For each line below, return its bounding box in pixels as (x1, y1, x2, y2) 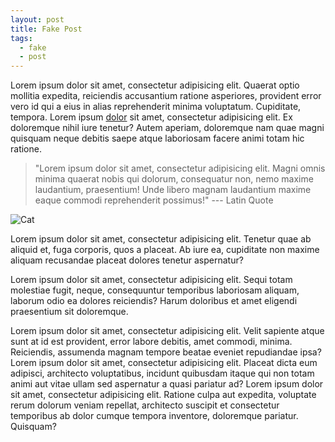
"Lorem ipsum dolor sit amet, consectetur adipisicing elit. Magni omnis (34, 162, 326, 175)
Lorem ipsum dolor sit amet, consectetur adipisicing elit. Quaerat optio (10, 79, 300, 91)
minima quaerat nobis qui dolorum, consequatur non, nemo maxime (34, 173, 314, 185)
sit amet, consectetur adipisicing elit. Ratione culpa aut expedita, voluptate (10, 389, 317, 401)
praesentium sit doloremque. (10, 306, 129, 318)
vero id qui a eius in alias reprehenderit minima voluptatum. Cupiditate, (10, 101, 302, 113)
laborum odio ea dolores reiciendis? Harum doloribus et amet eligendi (10, 295, 298, 307)
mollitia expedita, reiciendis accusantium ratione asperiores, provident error (10, 90, 322, 102)
